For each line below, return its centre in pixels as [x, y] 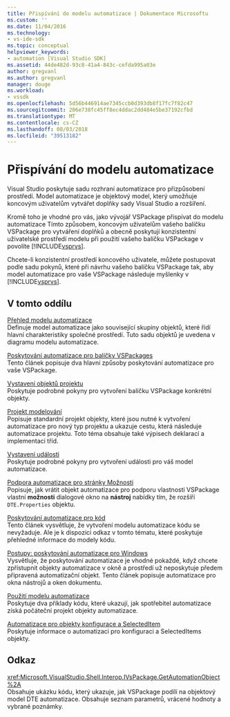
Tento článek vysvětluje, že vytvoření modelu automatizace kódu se [104, 525]
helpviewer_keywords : [38, 52]
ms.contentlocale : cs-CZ [43, 123]
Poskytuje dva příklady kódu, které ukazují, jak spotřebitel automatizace [109, 603]
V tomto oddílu [40, 304]
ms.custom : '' [28, 20]
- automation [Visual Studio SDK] [57, 59]
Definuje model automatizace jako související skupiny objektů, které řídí [109, 327]
